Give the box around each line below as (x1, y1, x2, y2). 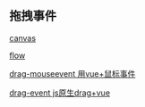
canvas (9, 32, 37, 43)
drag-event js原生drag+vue (9, 87, 110, 98)
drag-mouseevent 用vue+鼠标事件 (9, 68, 136, 78)
